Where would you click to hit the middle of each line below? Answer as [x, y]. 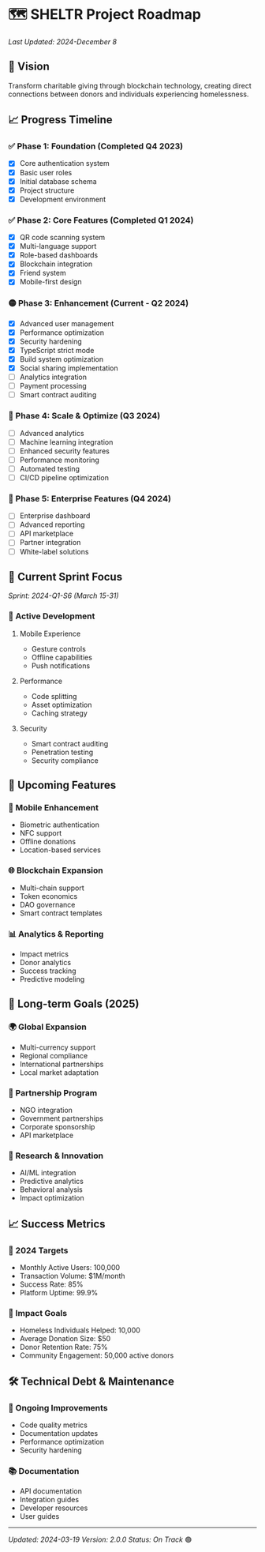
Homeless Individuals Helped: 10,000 [80, 1330]
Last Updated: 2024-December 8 [62, 41]
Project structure [47, 190]
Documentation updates [59, 1433]
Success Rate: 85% [52, 1284]
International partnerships [62, 1064]
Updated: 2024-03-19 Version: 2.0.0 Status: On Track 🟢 [100, 1539]
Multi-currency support [58, 1047]
